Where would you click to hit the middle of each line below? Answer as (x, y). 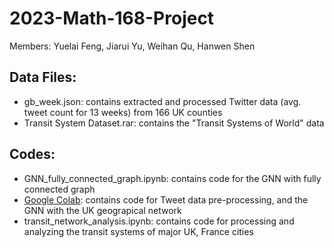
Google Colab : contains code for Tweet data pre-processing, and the (166, 199)
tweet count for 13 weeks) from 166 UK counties (123, 112)
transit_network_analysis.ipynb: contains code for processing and (159, 221)
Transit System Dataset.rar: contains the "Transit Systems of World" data (174, 123)
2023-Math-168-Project (112, 18)
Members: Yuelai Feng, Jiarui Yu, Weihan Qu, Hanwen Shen (132, 46)
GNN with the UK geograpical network (102, 210)
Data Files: (43, 77)
